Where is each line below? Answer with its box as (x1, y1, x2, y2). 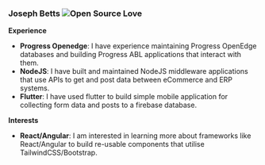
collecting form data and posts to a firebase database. (19, 100, 197, 110)
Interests (8, 116, 39, 125)
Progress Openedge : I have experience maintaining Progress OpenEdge (19, 41, 257, 51)
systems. (19, 83, 50, 93)
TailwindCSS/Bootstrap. (19, 148, 98, 158)
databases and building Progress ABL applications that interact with (19, 50, 242, 59)
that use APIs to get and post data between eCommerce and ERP (19, 75, 232, 85)
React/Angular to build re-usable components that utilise (19, 140, 205, 149)
